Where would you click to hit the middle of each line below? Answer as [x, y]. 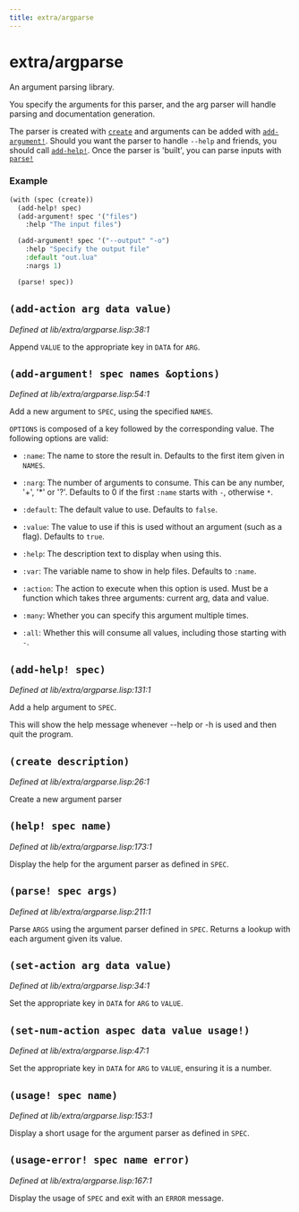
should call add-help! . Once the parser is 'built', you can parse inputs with [145, 150]
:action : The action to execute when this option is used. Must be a [145, 589]
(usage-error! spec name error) [100, 1160]
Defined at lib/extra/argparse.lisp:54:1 [80, 394]
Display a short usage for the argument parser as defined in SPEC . [130, 1133]
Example [29, 181]
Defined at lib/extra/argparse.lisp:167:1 [81, 1181]
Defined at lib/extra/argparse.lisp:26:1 [79, 782]
